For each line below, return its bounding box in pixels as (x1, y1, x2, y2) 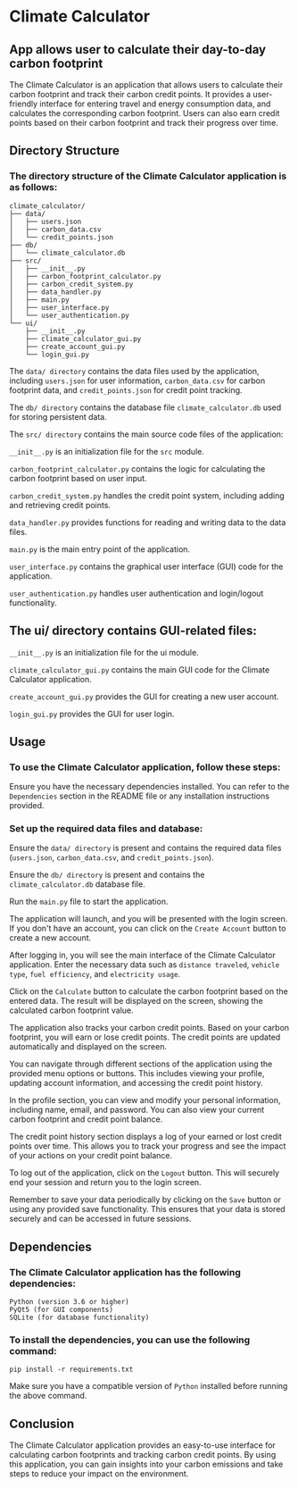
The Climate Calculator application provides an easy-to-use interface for (9, 1440, 277, 1450)
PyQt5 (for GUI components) (9, 1306, 114, 1315)
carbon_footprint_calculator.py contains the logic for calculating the (9, 463, 266, 474)
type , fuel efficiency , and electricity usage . (9, 969, 181, 980)
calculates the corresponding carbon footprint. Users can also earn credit (9, 108, 280, 118)
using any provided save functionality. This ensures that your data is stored (9, 1204, 286, 1215)
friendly (9, 98, 38, 109)
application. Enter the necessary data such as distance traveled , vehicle (9, 959, 280, 970)
